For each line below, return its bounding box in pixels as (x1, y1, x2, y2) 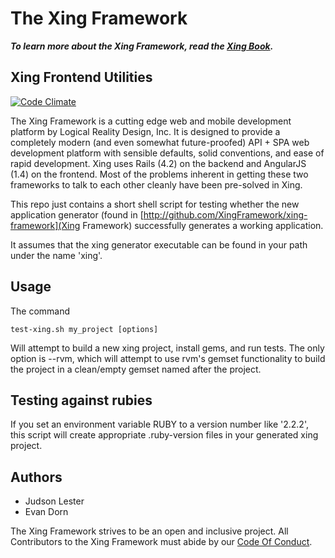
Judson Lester (24, 495, 85, 507)
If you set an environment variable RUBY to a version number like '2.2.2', (10, 418, 309, 431)
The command (10, 305, 71, 317)
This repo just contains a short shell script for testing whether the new (10, 198, 300, 210)
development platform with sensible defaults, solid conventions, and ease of (10, 147, 325, 159)
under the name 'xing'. (10, 249, 103, 261)
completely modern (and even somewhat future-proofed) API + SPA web (10, 136, 310, 148)
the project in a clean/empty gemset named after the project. (10, 363, 262, 375)
